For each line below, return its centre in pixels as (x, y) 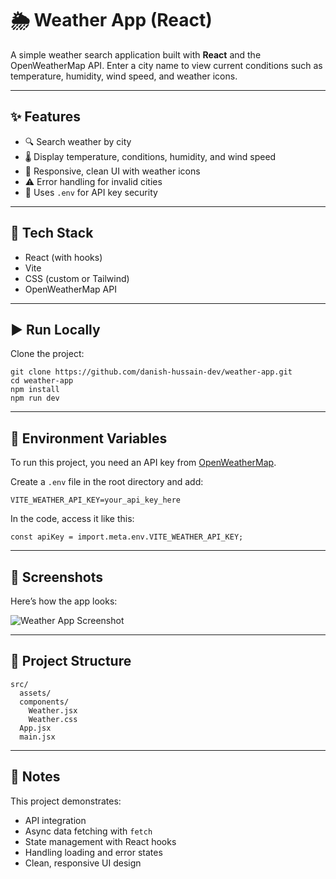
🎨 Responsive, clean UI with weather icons (112, 171)
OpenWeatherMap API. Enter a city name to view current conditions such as (166, 65)
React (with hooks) (63, 257)
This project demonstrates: (66, 801)
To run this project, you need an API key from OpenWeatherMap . (143, 463)
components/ (44, 702)
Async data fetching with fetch (88, 831)
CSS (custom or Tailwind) (77, 278)
